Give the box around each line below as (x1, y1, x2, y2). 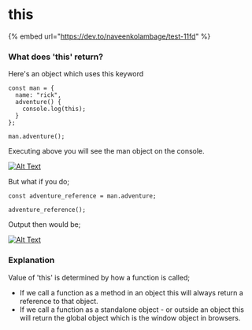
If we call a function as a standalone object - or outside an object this (19, 305, 244, 314)
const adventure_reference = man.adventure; (8, 192, 157, 200)
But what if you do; (8, 177, 69, 187)
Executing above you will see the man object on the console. (8, 146, 205, 156)
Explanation (8, 254, 55, 265)
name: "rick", (15, 91, 61, 99)
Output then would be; (8, 220, 81, 229)
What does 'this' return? (8, 51, 104, 62)
